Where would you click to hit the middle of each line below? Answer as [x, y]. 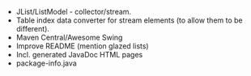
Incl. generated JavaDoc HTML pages [79, 55]
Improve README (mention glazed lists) [82, 46]
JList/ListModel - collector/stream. [74, 12]
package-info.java [46, 63]
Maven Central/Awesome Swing [69, 37]
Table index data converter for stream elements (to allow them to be [129, 20]
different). [33, 29]
